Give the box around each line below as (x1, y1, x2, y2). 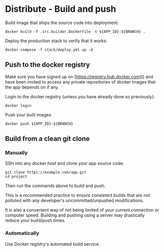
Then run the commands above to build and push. (5, 183, 106, 189)
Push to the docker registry (5, 60, 90, 69)
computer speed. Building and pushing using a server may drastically (5, 212, 145, 218)
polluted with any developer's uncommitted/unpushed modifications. (5, 197, 144, 203)
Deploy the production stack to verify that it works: (5, 38, 108, 44)
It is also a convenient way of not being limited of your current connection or (5, 207, 159, 213)
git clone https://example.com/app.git (5, 170, 87, 175)
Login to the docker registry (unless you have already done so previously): (5, 93, 155, 99)
